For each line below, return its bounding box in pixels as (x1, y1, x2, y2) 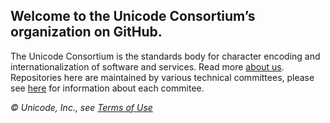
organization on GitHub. (10, 24, 163, 41)
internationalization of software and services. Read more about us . (10, 60, 285, 73)
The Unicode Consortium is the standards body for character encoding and (10, 50, 321, 62)
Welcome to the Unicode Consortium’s (10, 8, 256, 25)
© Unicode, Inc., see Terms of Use (10, 101, 153, 113)
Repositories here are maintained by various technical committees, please (10, 71, 315, 83)
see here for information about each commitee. (10, 82, 205, 94)
